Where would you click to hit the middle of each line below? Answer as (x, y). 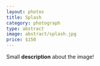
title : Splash (24, 17)
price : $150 (21, 40)
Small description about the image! (50, 57)
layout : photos (25, 12)
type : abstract (25, 28)
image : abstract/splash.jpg (42, 34)
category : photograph (33, 23)
